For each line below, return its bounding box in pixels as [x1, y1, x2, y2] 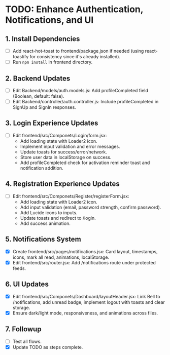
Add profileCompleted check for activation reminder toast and [20, 160, 150, 166]
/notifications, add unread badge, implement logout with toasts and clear [12, 299, 165, 305]
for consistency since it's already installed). [29, 54, 121, 60]
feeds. [12, 265, 26, 271]
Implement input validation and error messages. [20, 143, 120, 149]
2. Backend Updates [5, 74, 71, 83]
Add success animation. [20, 220, 71, 226]
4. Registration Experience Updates [5, 180, 120, 188]
